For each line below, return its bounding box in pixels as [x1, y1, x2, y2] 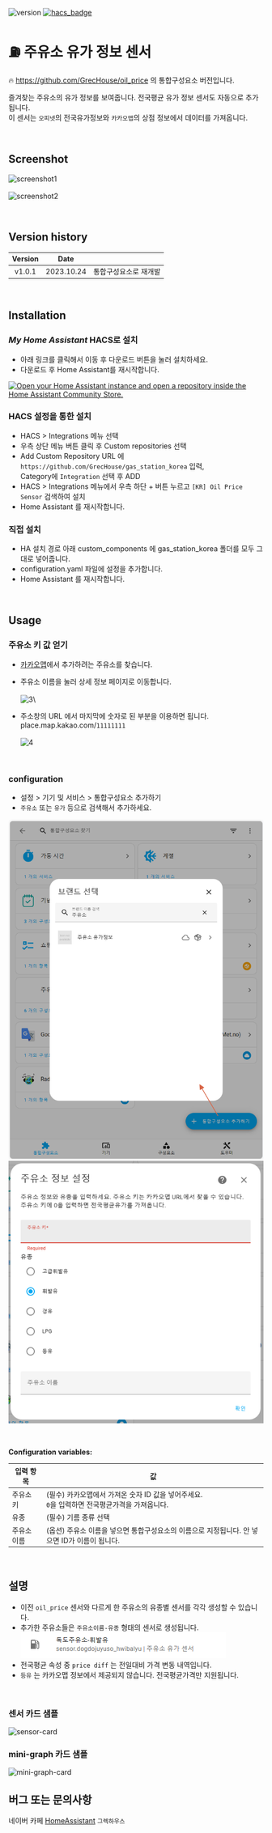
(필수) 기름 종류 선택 [45, 1513, 111, 1522]
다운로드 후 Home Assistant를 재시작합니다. [19, 364, 159, 374]
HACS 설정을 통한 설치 [8, 411, 91, 422]
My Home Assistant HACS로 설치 [8, 334, 138, 346]
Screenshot [8, 152, 69, 166]
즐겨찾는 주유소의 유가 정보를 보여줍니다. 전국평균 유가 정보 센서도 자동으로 [8, 92, 244, 102]
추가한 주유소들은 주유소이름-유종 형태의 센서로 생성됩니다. [19, 1623, 199, 1632]
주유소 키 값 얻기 [8, 639, 68, 651]
